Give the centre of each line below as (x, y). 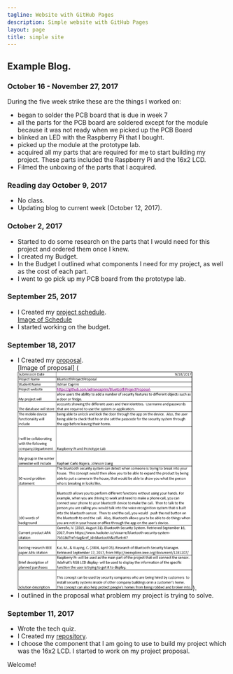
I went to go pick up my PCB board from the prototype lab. (102, 278)
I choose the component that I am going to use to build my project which (122, 644)
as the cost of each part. (53, 271)
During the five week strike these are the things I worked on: (94, 101)
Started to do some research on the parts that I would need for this (113, 241)
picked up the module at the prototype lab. (79, 144)
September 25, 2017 (42, 296)
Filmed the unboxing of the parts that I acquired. (87, 167)
